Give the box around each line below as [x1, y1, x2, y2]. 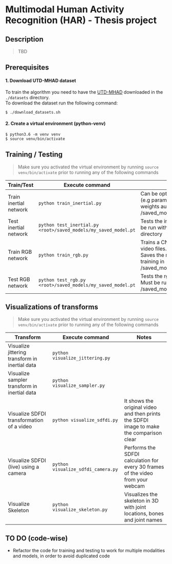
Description [5, 35, 44, 44]
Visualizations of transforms [5, 303, 98, 311]
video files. [140, 245, 167, 252]
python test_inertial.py [38, 222, 99, 228]
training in [140, 257, 165, 265]
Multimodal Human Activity [5, 4, 124, 15]
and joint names [124, 516, 163, 524]
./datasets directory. [5, 94, 50, 100]
